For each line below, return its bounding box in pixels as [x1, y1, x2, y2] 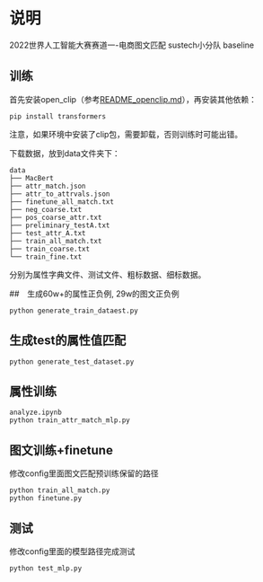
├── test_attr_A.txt [9, 228, 87, 238]
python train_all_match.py [9, 486, 110, 495]
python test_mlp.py [9, 564, 83, 573]
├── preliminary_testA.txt [9, 221, 110, 230]
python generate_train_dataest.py [9, 306, 139, 315]
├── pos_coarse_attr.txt [9, 213, 102, 222]
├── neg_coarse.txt [9, 205, 83, 214]
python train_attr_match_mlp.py [9, 416, 130, 425]
